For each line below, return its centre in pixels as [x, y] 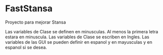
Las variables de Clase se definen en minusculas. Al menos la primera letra [82, 31]
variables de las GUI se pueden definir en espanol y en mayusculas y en [79, 42]
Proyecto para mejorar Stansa [35, 22]
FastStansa [29, 9]
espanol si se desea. [26, 47]
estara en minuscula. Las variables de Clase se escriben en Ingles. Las [77, 37]
